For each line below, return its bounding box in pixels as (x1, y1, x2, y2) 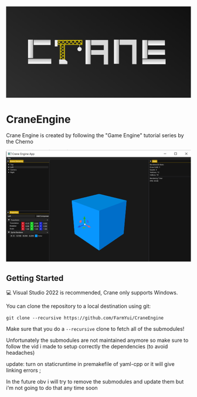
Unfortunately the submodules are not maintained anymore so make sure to (6, 337, 189, 344)
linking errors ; (6, 367, 41, 374)
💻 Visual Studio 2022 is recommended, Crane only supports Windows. (6, 289, 178, 296)
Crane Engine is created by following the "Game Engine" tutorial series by (6, 132, 184, 139)
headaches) (6, 350, 35, 357)
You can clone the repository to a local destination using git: (6, 303, 151, 310)
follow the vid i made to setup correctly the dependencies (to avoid (6, 343, 168, 350)
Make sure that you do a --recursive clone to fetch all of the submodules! (6, 325, 185, 332)
